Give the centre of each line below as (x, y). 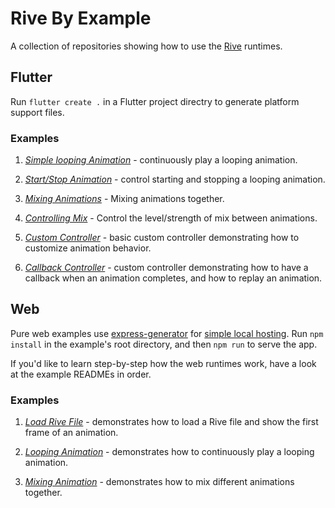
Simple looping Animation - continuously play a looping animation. (161, 160)
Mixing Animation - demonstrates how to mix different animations (159, 482)
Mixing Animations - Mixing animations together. (124, 199)
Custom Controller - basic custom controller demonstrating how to (162, 238)
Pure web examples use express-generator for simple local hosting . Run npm (167, 333)
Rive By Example (81, 18)
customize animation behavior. (88, 248)
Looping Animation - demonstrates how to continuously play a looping (169, 452)
